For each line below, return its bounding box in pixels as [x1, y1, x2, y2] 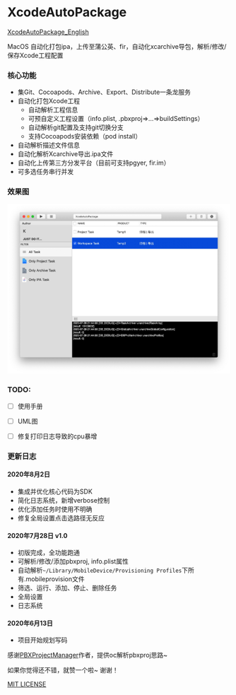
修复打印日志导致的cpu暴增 [17, 432, 98, 440]
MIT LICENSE [7, 680, 47, 689]
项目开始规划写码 [17, 636, 68, 644]
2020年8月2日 [7, 470, 51, 479]
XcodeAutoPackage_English [7, 28, 90, 36]
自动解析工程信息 [28, 105, 78, 114]
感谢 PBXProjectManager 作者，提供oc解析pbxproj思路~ [7, 651, 168, 660]
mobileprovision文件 [25, 575, 85, 583]
